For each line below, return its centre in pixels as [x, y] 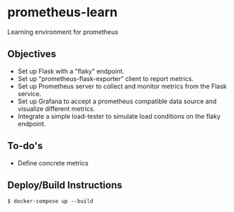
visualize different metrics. [56, 108]
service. [29, 93]
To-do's [25, 146]
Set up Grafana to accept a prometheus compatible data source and [117, 101]
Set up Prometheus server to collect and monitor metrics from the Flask [122, 86]
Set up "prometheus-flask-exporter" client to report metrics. [105, 78]
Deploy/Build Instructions [65, 185]
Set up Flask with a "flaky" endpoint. [71, 71]
